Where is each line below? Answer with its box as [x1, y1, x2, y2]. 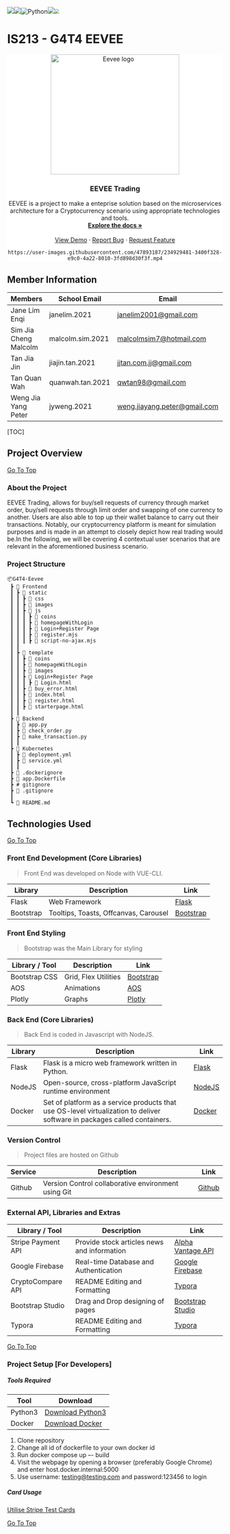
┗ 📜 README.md [10, 800, 51, 806]
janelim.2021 [49, 310, 92, 320]
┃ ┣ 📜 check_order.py [10, 728, 72, 734]
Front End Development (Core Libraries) [7, 854, 142, 863]
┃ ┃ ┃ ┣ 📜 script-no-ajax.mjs [10, 638, 97, 645]
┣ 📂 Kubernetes [10, 745, 53, 752]
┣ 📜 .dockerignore [10, 769, 63, 776]
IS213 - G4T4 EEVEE [7, 32, 124, 47]
